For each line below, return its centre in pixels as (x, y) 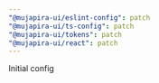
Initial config (32, 69)
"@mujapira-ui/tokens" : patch (65, 34)
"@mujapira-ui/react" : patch (63, 43)
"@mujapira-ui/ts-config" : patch (71, 26)
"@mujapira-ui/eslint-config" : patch (79, 18)
